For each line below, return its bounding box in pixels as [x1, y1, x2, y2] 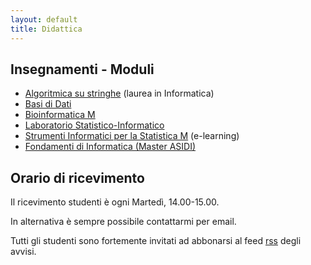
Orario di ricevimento [10, 169, 145, 186]
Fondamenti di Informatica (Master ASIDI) [24, 141, 197, 153]
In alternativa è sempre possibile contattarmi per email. [10, 216, 237, 228]
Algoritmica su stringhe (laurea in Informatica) [24, 87, 215, 100]
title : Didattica [10, 24, 83, 34]
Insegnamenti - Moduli [10, 61, 155, 78]
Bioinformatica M [24, 109, 96, 121]
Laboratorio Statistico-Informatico [24, 119, 165, 131]
